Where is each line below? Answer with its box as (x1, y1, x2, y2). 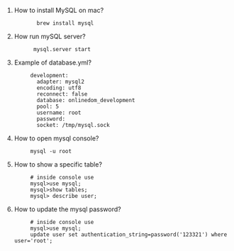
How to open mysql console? (13, 134, 99, 143)
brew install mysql (36, 20, 94, 27)
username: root (36, 109, 82, 116)
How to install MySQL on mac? (13, 6, 104, 14)
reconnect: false (36, 91, 88, 98)
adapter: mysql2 (36, 78, 85, 85)
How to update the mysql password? (13, 205, 122, 213)
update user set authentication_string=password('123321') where (30, 231, 228, 238)
